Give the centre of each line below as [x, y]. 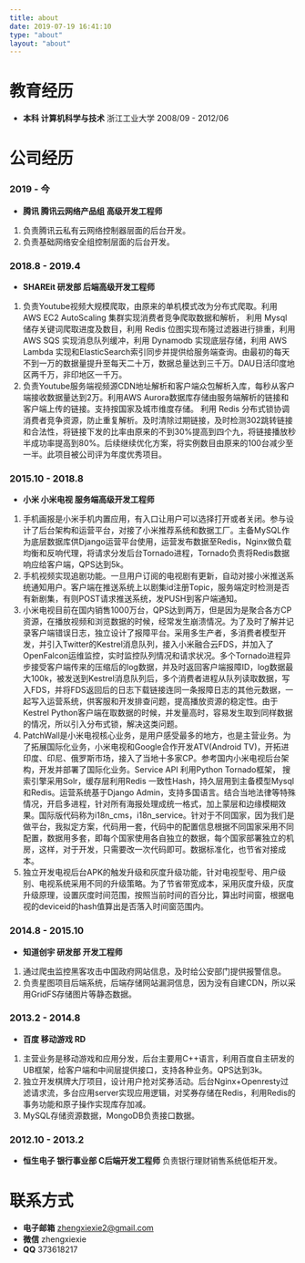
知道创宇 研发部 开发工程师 [72, 952]
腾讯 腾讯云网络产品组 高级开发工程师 [92, 211]
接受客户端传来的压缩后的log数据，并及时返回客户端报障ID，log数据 [158, 668]
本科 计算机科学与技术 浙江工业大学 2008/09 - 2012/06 [126, 119]
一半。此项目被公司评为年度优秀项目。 [94, 454]
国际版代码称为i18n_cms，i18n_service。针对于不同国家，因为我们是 [167, 815]
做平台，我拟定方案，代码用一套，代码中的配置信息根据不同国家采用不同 [158, 827]
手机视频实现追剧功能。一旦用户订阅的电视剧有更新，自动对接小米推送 [154, 576]
